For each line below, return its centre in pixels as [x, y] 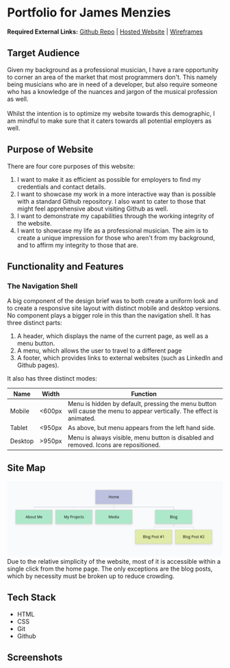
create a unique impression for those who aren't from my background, [116, 237]
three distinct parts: [35, 323]
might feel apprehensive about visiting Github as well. [92, 208]
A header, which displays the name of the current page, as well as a [113, 336]
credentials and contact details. [61, 187]
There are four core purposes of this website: [71, 166]
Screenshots [35, 657]
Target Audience [43, 53]
